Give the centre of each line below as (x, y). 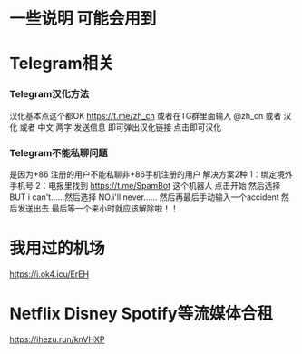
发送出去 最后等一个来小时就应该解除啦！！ (97, 208)
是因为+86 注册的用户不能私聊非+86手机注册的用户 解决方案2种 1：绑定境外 (151, 174)
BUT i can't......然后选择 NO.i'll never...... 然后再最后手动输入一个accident (144, 197)
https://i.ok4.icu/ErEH (49, 274)
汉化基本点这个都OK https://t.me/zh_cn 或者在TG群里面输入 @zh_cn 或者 (146, 115)
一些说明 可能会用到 (83, 19)
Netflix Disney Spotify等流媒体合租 (141, 314)
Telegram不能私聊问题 (58, 152)
